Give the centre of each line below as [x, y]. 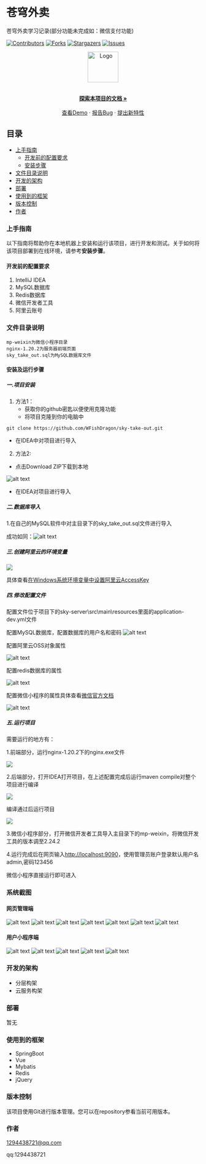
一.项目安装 [21, 385]
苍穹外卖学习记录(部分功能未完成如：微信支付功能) [70, 31]
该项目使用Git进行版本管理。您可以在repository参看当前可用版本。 [90, 1111]
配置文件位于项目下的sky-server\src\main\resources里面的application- [95, 612]
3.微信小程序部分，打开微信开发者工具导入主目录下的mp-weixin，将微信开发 [103, 834]
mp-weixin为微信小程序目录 [37, 342]
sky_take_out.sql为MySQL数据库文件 [49, 355]
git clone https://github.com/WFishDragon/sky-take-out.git [85, 428]
